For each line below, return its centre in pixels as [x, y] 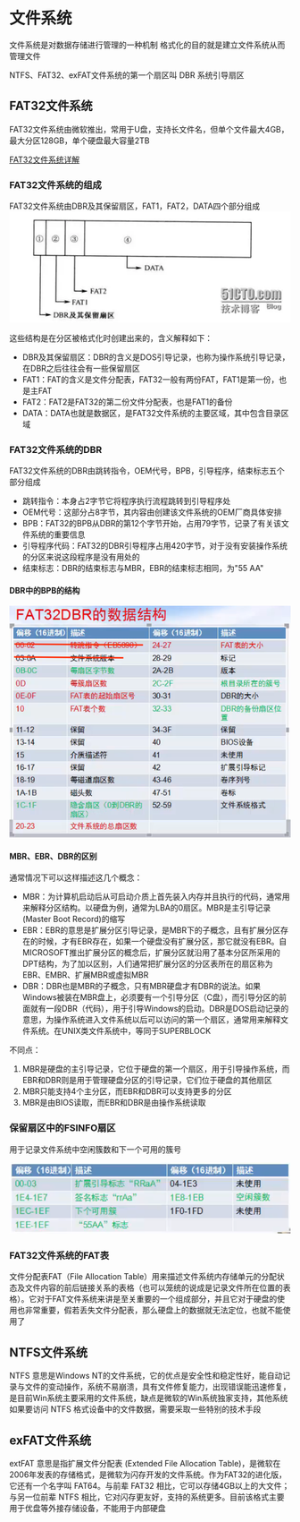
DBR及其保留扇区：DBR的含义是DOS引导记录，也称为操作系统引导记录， [156, 357]
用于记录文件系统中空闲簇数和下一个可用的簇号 [95, 1149]
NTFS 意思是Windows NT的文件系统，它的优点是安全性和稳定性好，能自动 [146, 1376]
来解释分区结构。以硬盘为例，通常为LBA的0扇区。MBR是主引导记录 [146, 908]
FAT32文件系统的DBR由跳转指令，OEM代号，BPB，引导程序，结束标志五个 [147, 470]
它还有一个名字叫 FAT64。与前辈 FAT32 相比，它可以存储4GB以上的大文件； [150, 1485]
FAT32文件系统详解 [45, 159]
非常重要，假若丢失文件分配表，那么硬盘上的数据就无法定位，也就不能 [154, 1310]
